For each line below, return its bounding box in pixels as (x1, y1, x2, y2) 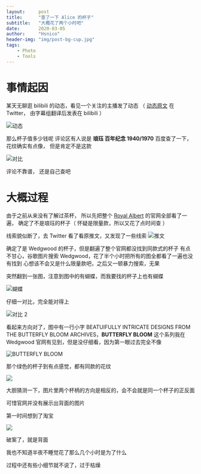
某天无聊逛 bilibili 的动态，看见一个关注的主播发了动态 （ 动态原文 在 (6, 102, 175, 109)
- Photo (17, 48, 36, 54)
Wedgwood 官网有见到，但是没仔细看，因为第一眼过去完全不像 (6, 338, 162, 345)
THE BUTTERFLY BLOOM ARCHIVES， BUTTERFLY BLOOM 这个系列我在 (6, 330, 185, 338)
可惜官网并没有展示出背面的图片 (6, 399, 85, 406)
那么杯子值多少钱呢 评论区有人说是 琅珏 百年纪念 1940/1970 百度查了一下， (6, 135, 193, 142)
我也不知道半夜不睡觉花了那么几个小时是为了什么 (6, 448, 127, 455)
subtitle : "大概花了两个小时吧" (6, 20, 84, 26)
